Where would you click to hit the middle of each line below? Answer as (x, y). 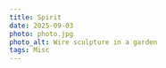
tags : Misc (29, 50)
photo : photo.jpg (41, 34)
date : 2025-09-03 (41, 26)
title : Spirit (36, 17)
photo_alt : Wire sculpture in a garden (83, 42)
